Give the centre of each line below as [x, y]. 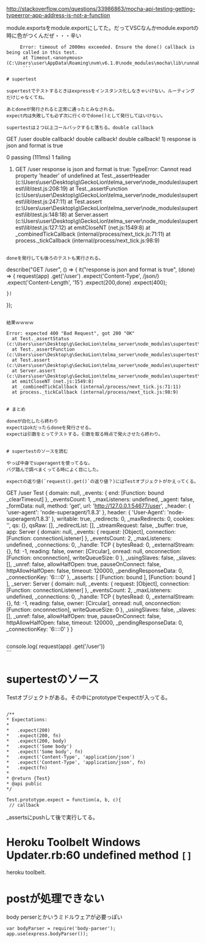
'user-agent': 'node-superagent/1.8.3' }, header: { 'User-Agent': [86, 512]
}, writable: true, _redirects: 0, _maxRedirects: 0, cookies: [123, 519]
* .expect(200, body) [37, 741]
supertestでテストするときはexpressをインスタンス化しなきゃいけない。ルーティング [101, 91]
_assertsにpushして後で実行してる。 [52, 817]
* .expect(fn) [27, 768]
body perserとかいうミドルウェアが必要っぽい [65, 917]
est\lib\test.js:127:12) [41, 228]
